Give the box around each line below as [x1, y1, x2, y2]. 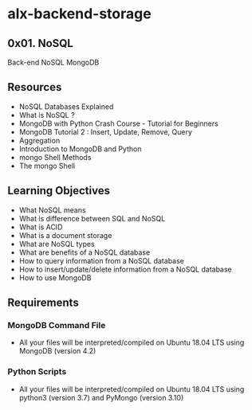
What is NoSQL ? [18, 110, 75, 119]
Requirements [7, 296, 79, 310]
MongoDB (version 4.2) [18, 346, 96, 356]
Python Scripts [7, 366, 67, 377]
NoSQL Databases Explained [18, 101, 114, 111]
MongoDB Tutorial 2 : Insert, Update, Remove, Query [18, 127, 193, 136]
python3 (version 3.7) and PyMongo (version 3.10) [18, 392, 184, 402]
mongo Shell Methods [18, 152, 92, 162]
